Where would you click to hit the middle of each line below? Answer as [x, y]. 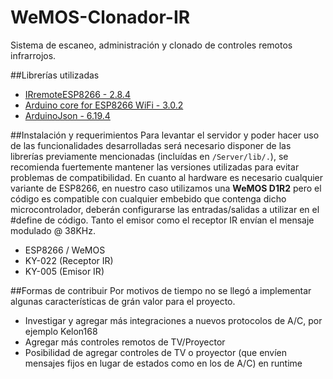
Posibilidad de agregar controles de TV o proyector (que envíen [156, 352]
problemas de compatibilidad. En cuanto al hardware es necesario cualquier [167, 177]
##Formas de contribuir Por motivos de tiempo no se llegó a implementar [161, 290]
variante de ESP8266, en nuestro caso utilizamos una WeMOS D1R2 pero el [166, 188]
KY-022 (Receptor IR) [69, 260]
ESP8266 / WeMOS [65, 250]
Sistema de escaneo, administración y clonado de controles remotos [151, 45]
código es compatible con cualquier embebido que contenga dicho [148, 198]
